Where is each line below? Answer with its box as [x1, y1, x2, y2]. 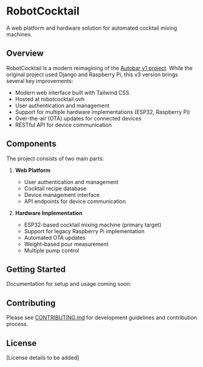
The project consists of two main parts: [6, 154, 104, 162]
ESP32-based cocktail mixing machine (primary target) [24, 221, 162, 228]
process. [6, 320, 28, 328]
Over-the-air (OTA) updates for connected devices [15, 114, 142, 122]
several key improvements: [6, 77, 74, 84]
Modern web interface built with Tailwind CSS [15, 89, 130, 96]
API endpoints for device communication [24, 197, 126, 205]
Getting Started [6, 264, 66, 274]
